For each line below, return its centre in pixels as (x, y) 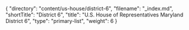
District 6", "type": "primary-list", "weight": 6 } (61, 21)
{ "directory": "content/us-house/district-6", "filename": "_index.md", (89, 9)
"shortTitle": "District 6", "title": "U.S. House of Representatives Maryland (94, 15)
